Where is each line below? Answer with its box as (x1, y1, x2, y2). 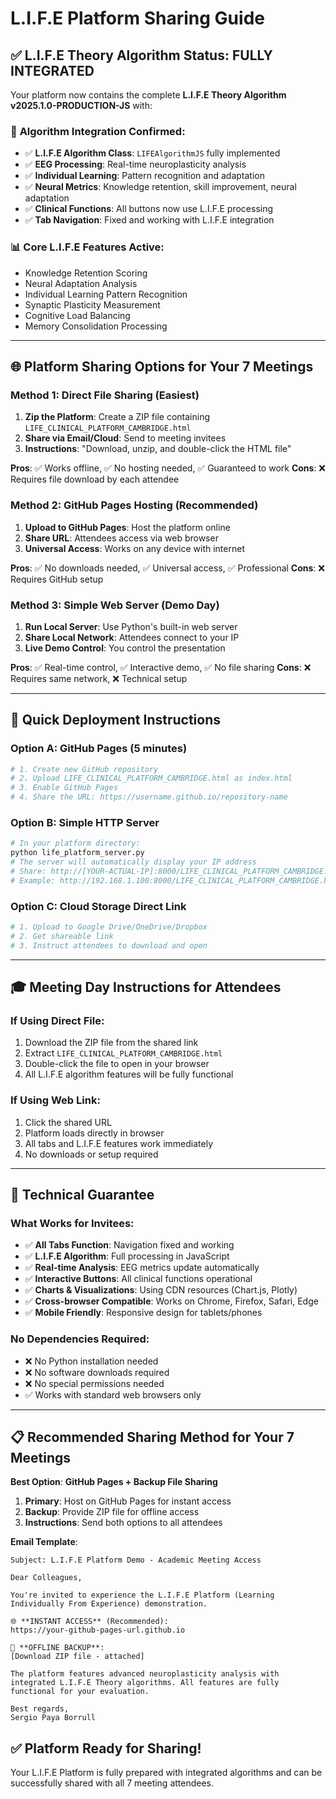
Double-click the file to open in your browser (24, 1058, 210, 1070)
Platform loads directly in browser (24, 1127, 165, 1139)
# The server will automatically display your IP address (10, 857, 257, 867)
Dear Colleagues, (10, 1573, 83, 1583)
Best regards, (10, 1704, 70, 1714)
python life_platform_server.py (10, 848, 145, 858)
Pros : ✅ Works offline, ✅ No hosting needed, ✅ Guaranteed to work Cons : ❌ (10, 462, 327, 474)
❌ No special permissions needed (24, 1377, 165, 1389)
